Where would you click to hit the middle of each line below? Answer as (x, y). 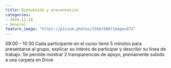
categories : (18, 15)
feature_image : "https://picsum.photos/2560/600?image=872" (71, 29)
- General (16, 24)
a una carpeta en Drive (29, 60)
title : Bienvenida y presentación (42, 10)
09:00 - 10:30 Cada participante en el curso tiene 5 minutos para (74, 43)
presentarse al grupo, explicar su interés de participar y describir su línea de (86, 49)
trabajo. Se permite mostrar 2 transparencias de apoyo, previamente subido (85, 55)
